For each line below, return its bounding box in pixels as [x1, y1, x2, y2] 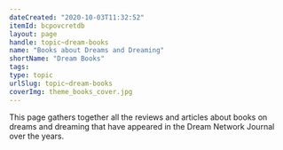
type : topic [9, 71, 53, 80]
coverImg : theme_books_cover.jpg [9, 87, 133, 96]
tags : [9, 63, 29, 72]
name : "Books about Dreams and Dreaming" [9, 46, 165, 55]
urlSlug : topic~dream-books [9, 79, 114, 88]
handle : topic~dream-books [9, 37, 109, 47]
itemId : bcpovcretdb [9, 21, 86, 30]
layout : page [9, 29, 58, 38]
